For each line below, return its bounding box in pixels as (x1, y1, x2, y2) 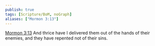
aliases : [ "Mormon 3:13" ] (5, 16, 58, 21)
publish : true (5, 7, 35, 12)
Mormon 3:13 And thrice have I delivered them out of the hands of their (5, 30, 150, 36)
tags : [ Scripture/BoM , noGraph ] (5, 12, 72, 17)
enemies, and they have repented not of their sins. (5, 35, 108, 41)
